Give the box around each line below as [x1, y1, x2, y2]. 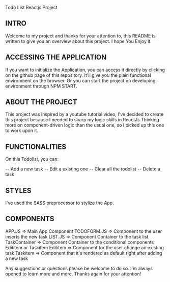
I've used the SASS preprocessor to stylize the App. [5, 200, 114, 206]
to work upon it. [5, 127, 38, 134]
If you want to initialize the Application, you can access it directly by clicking [5, 67, 165, 73]
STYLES [5, 186, 32, 195]
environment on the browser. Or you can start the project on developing [5, 77, 156, 83]
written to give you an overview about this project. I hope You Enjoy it [5, 38, 151, 44]
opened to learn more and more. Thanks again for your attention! [5, 271, 141, 277]
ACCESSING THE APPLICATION [5, 53, 107, 62]
